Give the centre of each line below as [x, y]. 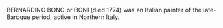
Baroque [19, 17]
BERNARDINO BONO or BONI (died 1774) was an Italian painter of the [104, 10]
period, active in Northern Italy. [76, 17]
